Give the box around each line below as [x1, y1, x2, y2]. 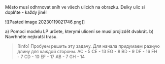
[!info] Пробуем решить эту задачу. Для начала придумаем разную [17, 43, 160, 49]
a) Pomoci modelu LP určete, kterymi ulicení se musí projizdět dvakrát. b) [5, 29, 154, 34]
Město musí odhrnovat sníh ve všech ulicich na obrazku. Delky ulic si [5, 4, 145, 10]
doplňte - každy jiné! [5, 9, 47, 15]
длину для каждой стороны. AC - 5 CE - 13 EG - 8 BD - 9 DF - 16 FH [17, 49, 158, 54]
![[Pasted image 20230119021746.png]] [5, 19, 85, 25]
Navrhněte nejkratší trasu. [5, 34, 58, 39]
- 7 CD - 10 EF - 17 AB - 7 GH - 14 [17, 54, 85, 60]
